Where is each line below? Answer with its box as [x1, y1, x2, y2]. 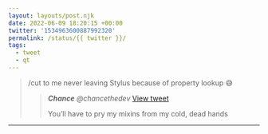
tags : [8, 41, 26, 49]
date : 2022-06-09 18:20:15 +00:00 [8, 19, 124, 27]
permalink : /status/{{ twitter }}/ [8, 33, 127, 42]
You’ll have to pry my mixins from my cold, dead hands [47, 108, 229, 118]
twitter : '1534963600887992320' [8, 26, 116, 34]
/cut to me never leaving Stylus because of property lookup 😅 [27, 77, 234, 88]
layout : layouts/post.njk [8, 11, 94, 20]
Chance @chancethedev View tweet [47, 93, 169, 103]
